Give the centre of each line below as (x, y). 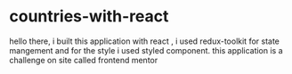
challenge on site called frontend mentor (84, 60)
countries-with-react (89, 16)
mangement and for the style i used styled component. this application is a (146, 50)
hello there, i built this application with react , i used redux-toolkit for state (145, 41)
